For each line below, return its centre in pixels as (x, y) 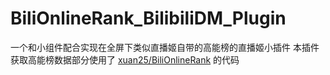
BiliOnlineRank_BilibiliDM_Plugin (148, 18)
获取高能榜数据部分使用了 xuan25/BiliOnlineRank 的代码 (125, 59)
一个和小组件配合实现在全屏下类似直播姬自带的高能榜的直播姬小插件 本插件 (165, 47)
